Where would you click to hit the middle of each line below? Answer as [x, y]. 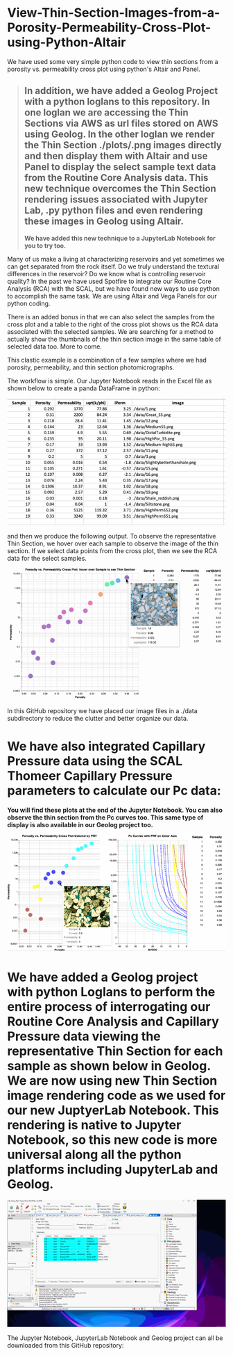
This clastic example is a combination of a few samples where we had [107, 360]
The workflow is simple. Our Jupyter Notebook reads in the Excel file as [110, 381]
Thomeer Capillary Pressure [90, 775]
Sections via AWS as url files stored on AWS [121, 123]
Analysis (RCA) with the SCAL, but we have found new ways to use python [113, 288]
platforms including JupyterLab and [113, 1170]
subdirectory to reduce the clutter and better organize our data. [98, 718]
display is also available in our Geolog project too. [80, 824]
